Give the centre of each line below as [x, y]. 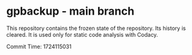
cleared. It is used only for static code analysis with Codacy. [82, 34]
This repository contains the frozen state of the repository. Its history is [96, 28]
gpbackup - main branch [71, 11]
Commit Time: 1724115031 [39, 46]
